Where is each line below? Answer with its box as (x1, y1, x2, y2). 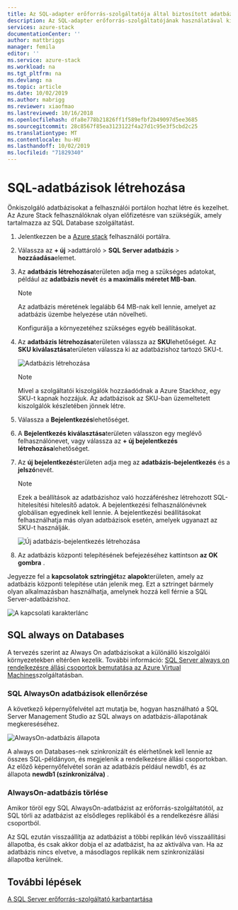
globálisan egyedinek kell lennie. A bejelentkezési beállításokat (17, 508, 201, 516)
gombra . (17, 558, 45, 567)
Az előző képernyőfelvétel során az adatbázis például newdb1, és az (7, 762, 207, 771)
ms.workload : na (7, 63, 55, 70)
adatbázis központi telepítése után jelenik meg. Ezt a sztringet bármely (7, 579, 214, 588)
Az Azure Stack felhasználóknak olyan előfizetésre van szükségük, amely (7, 210, 222, 219)
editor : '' (7, 50, 40, 58)
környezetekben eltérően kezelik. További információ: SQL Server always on (7, 655, 230, 664)
